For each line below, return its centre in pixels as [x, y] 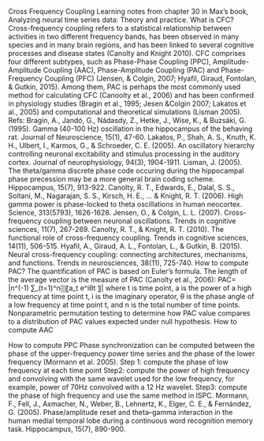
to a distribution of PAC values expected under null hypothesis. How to [123, 321]
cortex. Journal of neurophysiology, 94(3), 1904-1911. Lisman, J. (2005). [125, 162]
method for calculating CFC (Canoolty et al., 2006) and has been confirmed [131, 95]
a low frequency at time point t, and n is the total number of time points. [124, 305]
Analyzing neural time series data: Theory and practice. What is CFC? [121, 20]
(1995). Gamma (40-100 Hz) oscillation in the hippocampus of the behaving [130, 129]
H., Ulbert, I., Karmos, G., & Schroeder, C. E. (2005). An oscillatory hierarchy [131, 146]
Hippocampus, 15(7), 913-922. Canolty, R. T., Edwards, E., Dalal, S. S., [121, 187]
